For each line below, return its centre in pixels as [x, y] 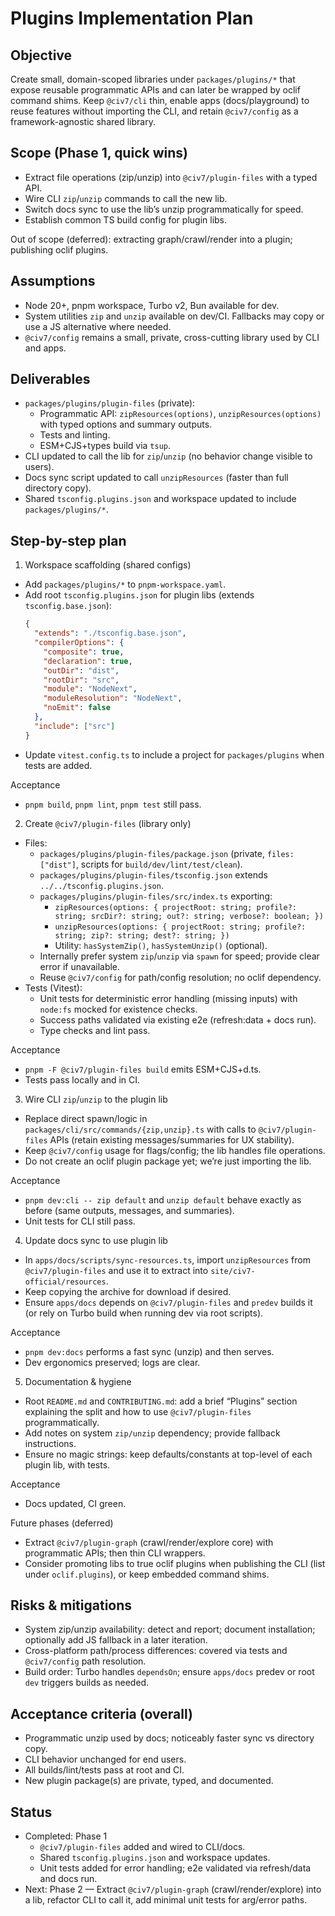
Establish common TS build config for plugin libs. [126, 219]
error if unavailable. [80, 966]
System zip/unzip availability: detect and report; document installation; [170, 1629]
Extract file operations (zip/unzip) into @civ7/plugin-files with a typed [171, 177]
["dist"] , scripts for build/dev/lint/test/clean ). [141, 864]
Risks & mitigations [71, 1605]
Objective [41, 55]
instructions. [50, 1443]
